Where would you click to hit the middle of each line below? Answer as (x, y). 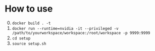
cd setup (21, 38)
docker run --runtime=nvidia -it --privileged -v (65, 28)
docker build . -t (31, 23)
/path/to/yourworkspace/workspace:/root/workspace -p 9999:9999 (81, 33)
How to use (29, 9)
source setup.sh (29, 43)
